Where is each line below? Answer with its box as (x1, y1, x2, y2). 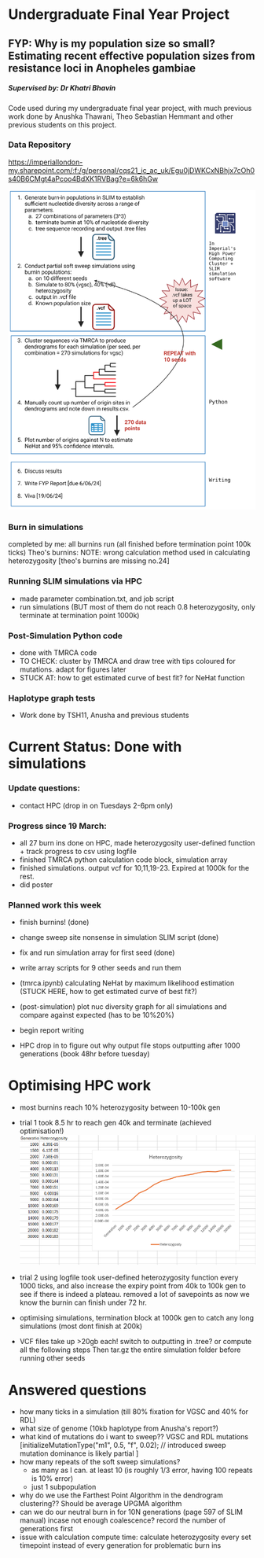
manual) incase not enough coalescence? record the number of (19, 1516, 226, 1525)
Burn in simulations (8, 521, 84, 532)
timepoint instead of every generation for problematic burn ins (19, 1541, 222, 1550)
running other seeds (19, 1354, 86, 1363)
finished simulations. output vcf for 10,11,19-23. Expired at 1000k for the (19, 863, 250, 872)
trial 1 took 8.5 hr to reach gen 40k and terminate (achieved (19, 1118, 212, 1128)
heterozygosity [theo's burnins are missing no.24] (8, 556, 170, 565)
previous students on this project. (8, 120, 117, 129)
